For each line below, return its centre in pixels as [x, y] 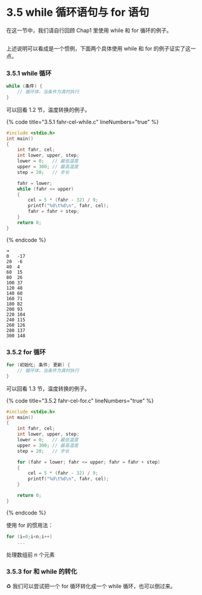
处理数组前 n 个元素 [31, 554]
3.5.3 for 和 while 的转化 [42, 571]
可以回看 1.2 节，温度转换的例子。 [48, 110]
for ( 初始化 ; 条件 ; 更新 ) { [38, 365]
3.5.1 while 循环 [29, 73]
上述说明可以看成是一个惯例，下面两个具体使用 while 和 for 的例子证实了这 [99, 48]
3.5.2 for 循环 [26, 352]
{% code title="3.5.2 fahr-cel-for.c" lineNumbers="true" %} [80, 401]
